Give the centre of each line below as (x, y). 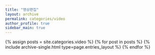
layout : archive (22, 14)
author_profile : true (27, 23)
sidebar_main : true (25, 28)
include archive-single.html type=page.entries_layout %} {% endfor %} (78, 47)
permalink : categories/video (35, 19)
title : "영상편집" (22, 10)
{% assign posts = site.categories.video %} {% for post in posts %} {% (77, 42)
